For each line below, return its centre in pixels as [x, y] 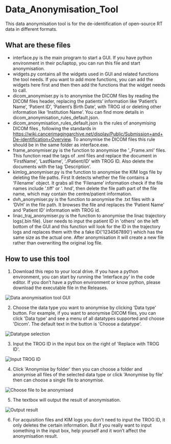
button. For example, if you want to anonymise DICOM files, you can [84, 313]
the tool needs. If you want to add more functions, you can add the [83, 79]
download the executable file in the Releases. [60, 288]
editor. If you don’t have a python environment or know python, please [87, 282]
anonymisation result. [35, 436]
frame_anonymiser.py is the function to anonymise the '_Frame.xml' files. [89, 150]
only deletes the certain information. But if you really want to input [82, 425]
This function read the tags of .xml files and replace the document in [85, 155]
